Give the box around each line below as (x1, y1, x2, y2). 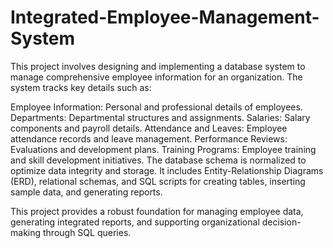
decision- (261, 216, 302, 228)
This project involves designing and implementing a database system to (10, 60, 306, 72)
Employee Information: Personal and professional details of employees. (10, 101, 303, 113)
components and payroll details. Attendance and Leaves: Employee (10, 122, 288, 134)
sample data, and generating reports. (10, 186, 163, 198)
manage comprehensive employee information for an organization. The (10, 71, 303, 83)
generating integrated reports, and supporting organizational (10, 216, 260, 228)
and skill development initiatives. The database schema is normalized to (10, 154, 307, 166)
